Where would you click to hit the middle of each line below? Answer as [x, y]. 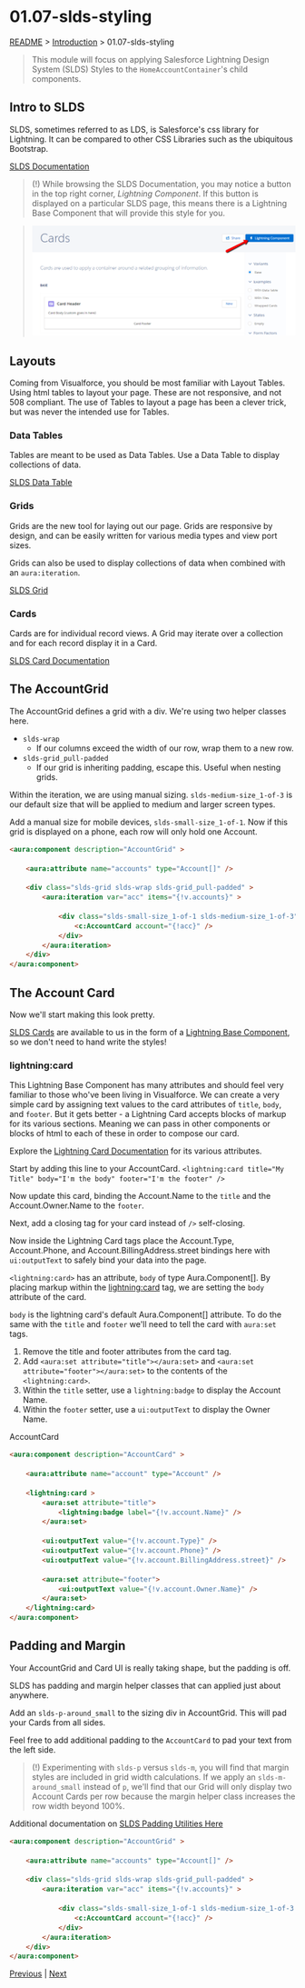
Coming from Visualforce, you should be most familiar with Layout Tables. [148, 383]
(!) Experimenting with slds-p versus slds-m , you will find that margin [160, 1767]
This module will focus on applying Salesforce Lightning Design [150, 59]
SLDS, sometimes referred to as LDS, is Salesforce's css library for [134, 129]
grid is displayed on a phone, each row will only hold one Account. [133, 831]
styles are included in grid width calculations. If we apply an [143, 1777]
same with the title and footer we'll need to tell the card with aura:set [143, 1324]
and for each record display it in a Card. [84, 644]
